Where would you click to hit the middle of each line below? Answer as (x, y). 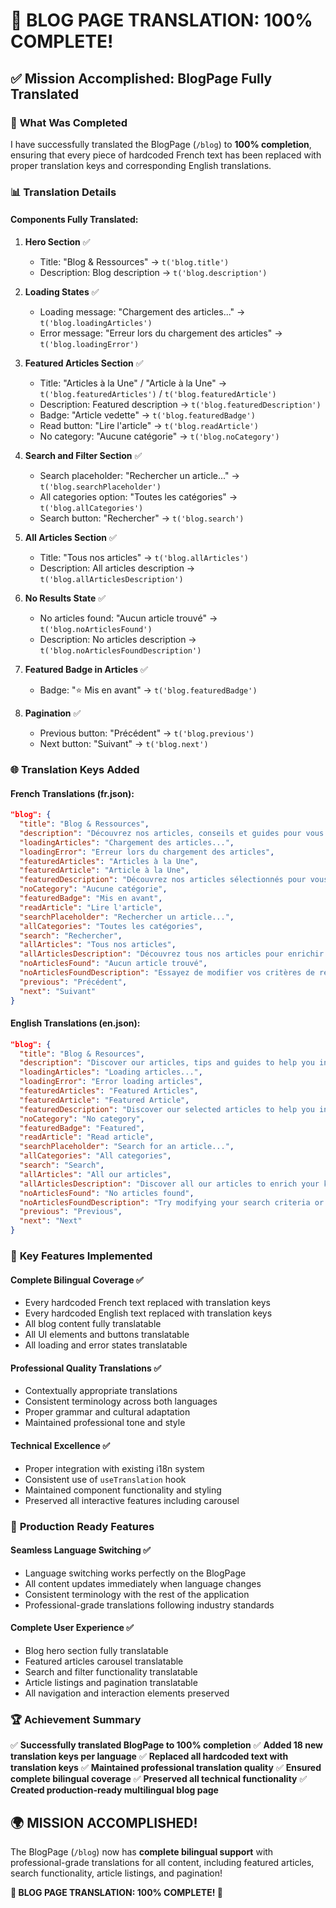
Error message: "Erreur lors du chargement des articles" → (161, 333)
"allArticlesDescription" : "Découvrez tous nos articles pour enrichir (172, 954)
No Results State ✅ (65, 598)
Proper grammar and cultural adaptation (107, 1412)
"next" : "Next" (51, 1221)
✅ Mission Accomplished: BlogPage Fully (141, 78)
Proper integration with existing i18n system (114, 1468)
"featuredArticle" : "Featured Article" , (104, 1100)
